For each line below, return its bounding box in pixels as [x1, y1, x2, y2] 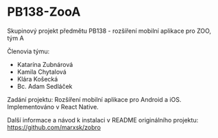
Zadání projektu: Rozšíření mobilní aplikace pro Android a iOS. [7, 95, 182, 103]
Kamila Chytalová [16, 68, 66, 76]
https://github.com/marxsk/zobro [7, 123, 101, 131]
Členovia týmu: [7, 47, 50, 55]
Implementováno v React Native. [7, 102, 99, 111]
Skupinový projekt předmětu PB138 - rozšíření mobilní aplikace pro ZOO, [7, 27, 211, 35]
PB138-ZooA [7, 4, 81, 20]
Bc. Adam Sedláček [16, 82, 73, 90]
